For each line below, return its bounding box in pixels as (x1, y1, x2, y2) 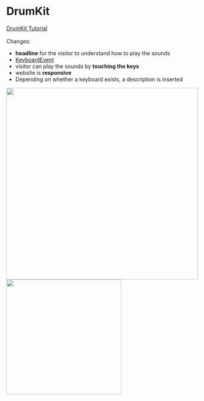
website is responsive (15, 69, 72, 76)
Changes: (6, 37, 31, 45)
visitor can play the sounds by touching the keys (15, 63, 140, 70)
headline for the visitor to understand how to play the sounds (15, 49, 170, 56)
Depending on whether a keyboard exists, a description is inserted (15, 75, 183, 83)
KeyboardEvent (15, 56, 55, 63)
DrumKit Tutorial (6, 25, 48, 32)
